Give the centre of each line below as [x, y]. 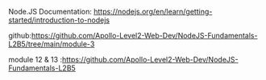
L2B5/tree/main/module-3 [52, 44]
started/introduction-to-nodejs [59, 20]
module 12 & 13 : [35, 60]
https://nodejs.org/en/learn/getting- [153, 12]
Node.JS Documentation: [50, 12]
